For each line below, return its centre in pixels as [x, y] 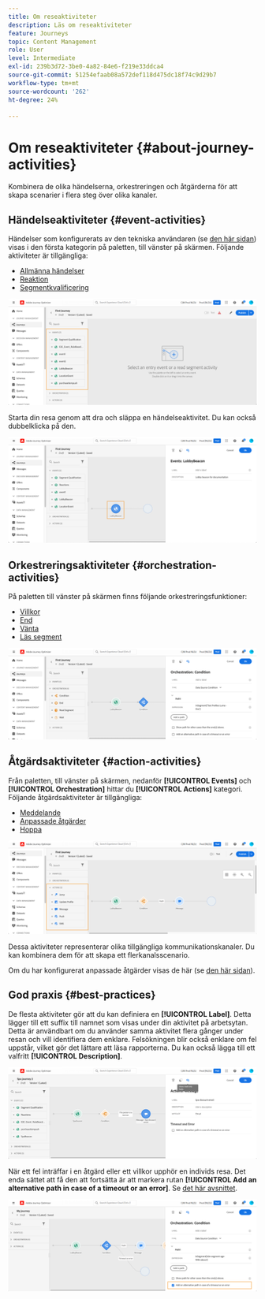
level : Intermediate [42, 58]
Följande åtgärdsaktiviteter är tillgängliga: [75, 797]
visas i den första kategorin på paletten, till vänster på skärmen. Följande [126, 247]
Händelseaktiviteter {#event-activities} [107, 220]
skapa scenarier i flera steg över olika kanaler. [83, 195]
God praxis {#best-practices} [82, 995]
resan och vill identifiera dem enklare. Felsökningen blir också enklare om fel [132, 1039]
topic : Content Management [52, 42]
